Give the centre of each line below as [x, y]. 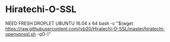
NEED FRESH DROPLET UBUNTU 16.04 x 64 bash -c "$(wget [69, 23]
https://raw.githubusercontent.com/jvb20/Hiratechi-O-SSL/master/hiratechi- [85, 28]
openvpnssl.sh [21, 34]
